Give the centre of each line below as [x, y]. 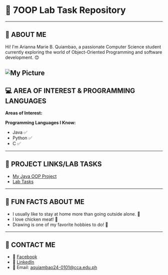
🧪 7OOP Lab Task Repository [65, 10]
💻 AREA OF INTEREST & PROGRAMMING [70, 91]
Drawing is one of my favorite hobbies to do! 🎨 [60, 225]
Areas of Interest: [24, 113]
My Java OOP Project [34, 176]
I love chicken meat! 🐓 [35, 219]
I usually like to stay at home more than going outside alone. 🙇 [76, 214]
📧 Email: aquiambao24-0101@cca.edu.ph [55, 268]
